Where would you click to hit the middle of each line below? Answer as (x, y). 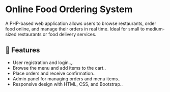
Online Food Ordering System (69, 9)
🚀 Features (23, 50)
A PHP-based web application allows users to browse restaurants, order (81, 23)
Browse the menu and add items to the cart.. (59, 68)
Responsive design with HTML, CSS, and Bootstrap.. (68, 84)
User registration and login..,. (43, 63)
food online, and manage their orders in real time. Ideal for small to (75, 28)
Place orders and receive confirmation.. (54, 73)
